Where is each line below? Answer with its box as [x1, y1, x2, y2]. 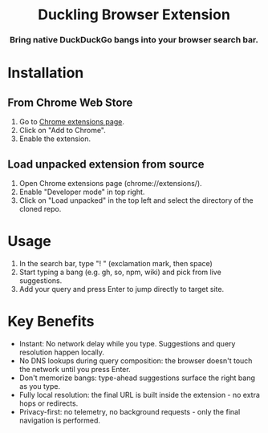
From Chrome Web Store [7, 95, 133, 109]
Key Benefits [7, 313, 95, 330]
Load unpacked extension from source [7, 157, 205, 171]
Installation [7, 64, 84, 82]
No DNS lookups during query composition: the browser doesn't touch [18, 355, 253, 366]
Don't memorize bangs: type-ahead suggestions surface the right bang [18, 373, 256, 382]
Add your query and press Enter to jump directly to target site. [18, 284, 225, 293]
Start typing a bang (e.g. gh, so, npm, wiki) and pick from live [18, 267, 221, 277]
